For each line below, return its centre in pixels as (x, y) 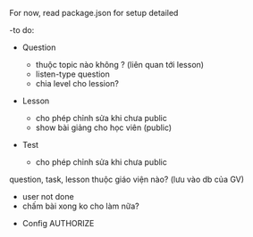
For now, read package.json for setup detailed (94, 13)
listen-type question (72, 74)
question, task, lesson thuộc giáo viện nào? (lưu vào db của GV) (126, 179)
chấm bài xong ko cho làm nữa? (81, 206)
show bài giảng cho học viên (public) (104, 127)
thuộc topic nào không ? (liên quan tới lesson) (119, 65)
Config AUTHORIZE (58, 223)
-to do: (22, 30)
